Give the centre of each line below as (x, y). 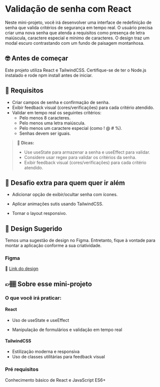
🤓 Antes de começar (37, 59)
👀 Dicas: (25, 142)
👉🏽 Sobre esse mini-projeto (48, 284)
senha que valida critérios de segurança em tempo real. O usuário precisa (79, 27)
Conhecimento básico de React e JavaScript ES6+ (55, 380)
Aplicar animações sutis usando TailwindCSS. (57, 204)
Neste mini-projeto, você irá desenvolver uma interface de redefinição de (78, 22)
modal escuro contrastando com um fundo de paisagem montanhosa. (75, 43)
